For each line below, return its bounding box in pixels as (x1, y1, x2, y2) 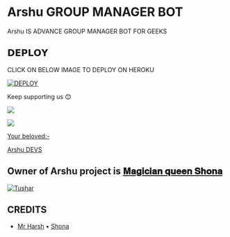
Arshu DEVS (7, 145, 42, 153)
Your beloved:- (7, 132, 50, 140)
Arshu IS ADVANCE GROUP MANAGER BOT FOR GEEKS (7, 27, 167, 35)
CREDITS (7, 204, 47, 216)
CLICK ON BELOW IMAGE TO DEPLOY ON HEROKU (7, 65, 155, 73)
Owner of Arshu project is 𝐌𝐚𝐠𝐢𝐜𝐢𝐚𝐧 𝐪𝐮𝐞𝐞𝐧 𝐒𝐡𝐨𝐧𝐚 (7, 166, 223, 177)
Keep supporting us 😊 (7, 92, 72, 100)
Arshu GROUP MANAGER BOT (7, 4, 183, 20)
